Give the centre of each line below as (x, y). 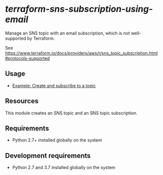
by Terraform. (41, 38)
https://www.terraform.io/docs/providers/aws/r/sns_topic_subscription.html (81, 53)
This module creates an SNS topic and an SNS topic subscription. (71, 113)
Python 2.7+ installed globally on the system (57, 140)
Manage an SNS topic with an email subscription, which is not (68, 33)
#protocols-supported (27, 58)
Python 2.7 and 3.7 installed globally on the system (64, 168)
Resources (22, 101)
